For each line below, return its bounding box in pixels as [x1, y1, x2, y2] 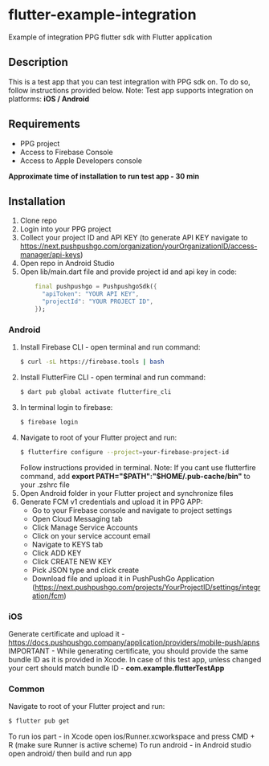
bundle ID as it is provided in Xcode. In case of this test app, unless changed [8, 654, 262, 664]
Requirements [8, 117, 80, 131]
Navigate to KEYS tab [31, 539, 104, 549]
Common [8, 683, 46, 694]
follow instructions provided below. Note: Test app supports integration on [8, 85, 254, 95]
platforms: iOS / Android [8, 94, 90, 104]
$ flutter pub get [8, 717, 70, 725]
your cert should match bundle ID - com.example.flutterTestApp [8, 663, 225, 673]
